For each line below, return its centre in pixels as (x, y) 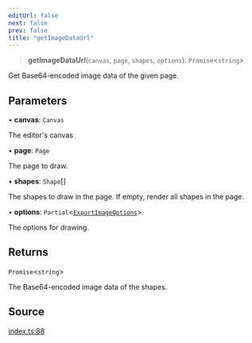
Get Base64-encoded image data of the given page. (93, 75)
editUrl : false (33, 15)
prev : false (28, 30)
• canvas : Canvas (36, 120)
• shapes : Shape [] (37, 181)
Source (27, 312)
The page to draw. (38, 166)
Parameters (38, 100)
